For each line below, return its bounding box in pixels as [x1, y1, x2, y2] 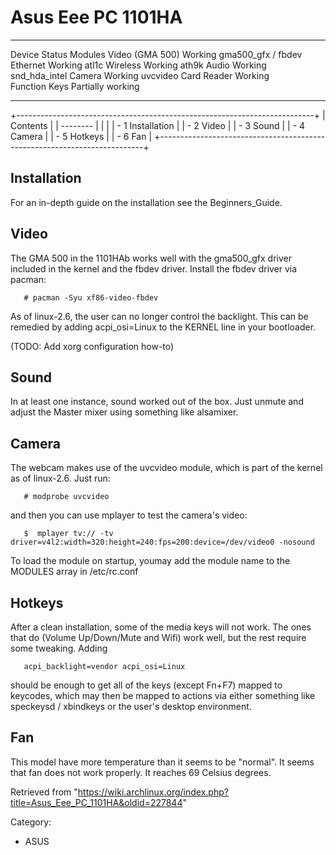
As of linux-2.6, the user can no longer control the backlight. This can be [10, 310, 309, 322]
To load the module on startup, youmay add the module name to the [10, 555, 291, 567]
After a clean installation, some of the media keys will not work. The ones [10, 621, 312, 633]
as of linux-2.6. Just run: [10, 472, 111, 485]
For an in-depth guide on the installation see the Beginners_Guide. [10, 196, 283, 208]
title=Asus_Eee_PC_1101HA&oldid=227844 [10, 796, 183, 808]
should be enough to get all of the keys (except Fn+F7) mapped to [10, 679, 283, 691]
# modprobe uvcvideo [23, 492, 110, 502]
